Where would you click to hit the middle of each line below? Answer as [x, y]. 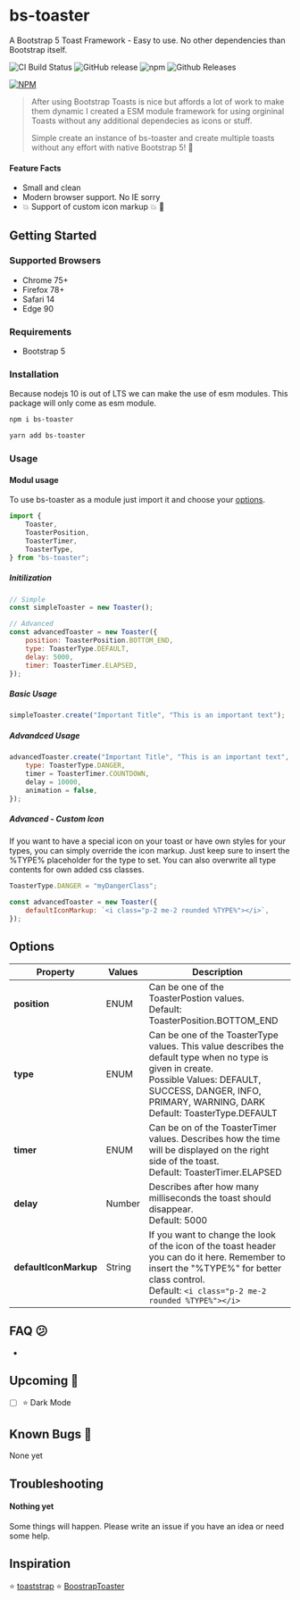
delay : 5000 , [50, 657]
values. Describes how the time [214, 1138]
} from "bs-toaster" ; [50, 558]
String [119, 1267]
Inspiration [40, 1564]
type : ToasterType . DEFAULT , [77, 648]
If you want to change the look [212, 1235]
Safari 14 [38, 299]
